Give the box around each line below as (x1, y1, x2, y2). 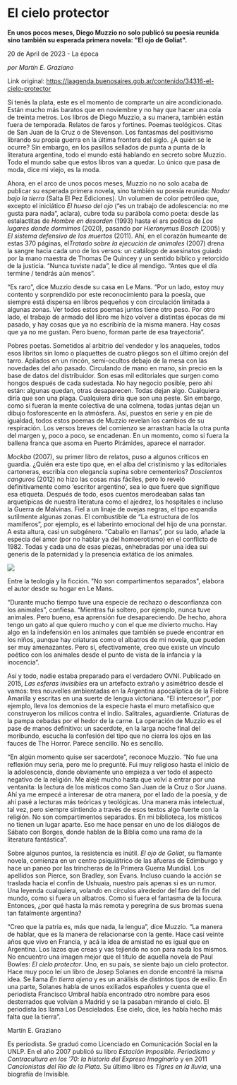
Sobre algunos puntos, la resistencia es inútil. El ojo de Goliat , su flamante (7, 849, 222, 857)
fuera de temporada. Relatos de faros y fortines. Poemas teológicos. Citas (7, 120, 222, 128)
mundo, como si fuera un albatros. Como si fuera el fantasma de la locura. (7, 894, 224, 902)
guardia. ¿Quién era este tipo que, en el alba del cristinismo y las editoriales (7, 460, 227, 468)
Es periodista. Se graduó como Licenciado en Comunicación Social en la (7, 1039, 219, 1048)
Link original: (7, 76, 44, 85)
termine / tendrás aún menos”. (7, 269, 95, 277)
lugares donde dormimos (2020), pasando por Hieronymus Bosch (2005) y (7, 224, 226, 232)
